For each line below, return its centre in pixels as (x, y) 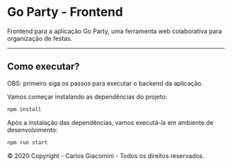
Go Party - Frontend (65, 12)
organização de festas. (40, 38)
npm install (24, 109)
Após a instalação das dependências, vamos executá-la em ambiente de (110, 122)
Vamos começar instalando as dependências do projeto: (87, 97)
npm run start (28, 142)
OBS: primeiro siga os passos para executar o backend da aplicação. (105, 83)
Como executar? (43, 67)
